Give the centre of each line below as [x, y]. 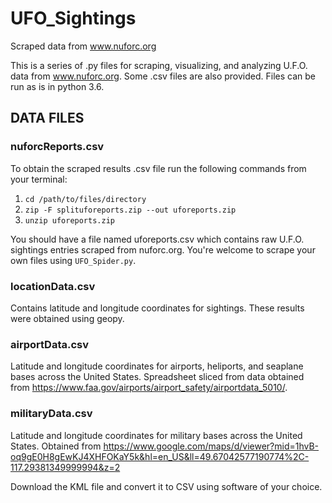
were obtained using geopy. [67, 318]
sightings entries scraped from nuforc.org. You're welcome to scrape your [163, 249]
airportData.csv [50, 344]
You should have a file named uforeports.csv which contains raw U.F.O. [157, 239]
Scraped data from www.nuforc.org [83, 46]
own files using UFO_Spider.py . [73, 260]
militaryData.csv [51, 414]
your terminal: [39, 179]
